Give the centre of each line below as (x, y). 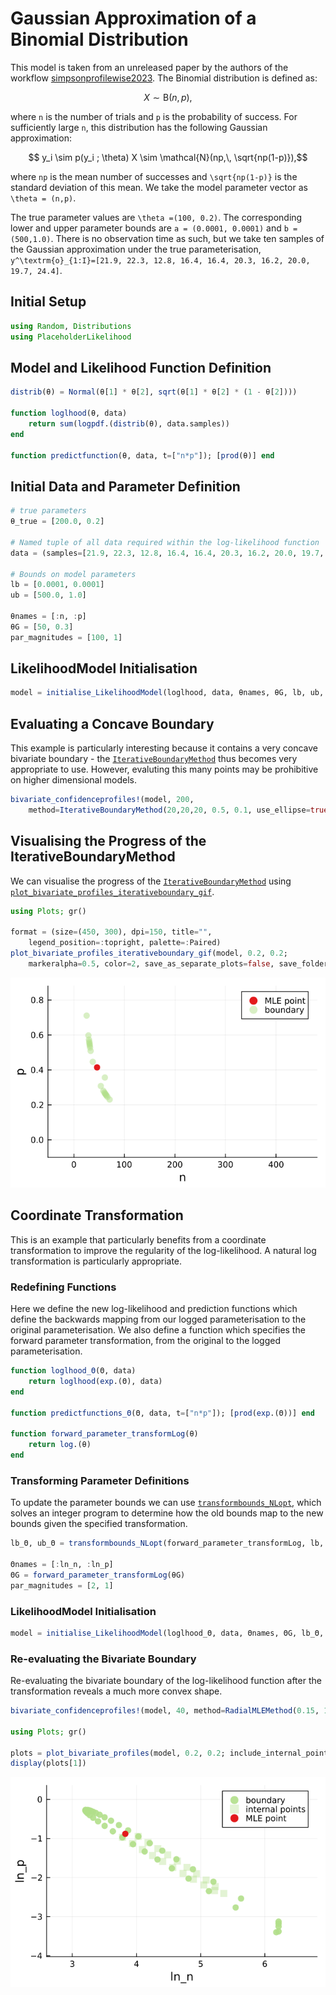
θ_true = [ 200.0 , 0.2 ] (57, 522)
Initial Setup (48, 302)
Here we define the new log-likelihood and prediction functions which (154, 1309)
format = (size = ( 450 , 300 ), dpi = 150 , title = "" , (111, 932)
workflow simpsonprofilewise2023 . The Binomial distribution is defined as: (164, 78)
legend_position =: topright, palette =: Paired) (125, 943)
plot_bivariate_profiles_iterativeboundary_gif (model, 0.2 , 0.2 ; (149, 953)
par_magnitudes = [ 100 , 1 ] (66, 637)
